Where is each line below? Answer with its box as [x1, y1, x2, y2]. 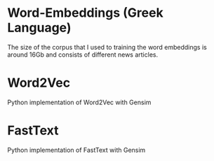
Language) [7, 20, 72, 36]
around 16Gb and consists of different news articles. [7, 50, 159, 59]
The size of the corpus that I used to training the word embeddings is [7, 43, 207, 51]
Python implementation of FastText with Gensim [7, 146, 146, 154]
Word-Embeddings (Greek [7, 5, 163, 21]
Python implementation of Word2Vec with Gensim [7, 98, 152, 106]
